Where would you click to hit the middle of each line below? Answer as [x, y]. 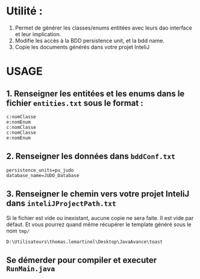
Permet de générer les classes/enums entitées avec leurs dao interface [104, 28]
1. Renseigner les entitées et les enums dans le [95, 94]
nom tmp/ [18, 231]
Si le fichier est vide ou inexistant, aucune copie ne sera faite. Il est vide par [100, 218]
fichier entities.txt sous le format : [75, 103]
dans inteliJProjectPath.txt [61, 203]
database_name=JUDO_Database [43, 175]
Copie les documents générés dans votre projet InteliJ [82, 47]
